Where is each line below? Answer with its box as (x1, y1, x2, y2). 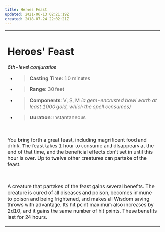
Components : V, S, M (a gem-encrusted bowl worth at (29, 97, 157, 104)
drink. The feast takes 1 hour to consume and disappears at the (7, 142, 154, 149)
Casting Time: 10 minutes (29, 75, 91, 82)
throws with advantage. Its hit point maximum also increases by (7, 201, 154, 208)
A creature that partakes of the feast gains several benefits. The (7, 183, 155, 190)
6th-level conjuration (7, 63, 57, 70)
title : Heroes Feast (5, 7, 48, 12)
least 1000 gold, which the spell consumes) (29, 103, 131, 110)
